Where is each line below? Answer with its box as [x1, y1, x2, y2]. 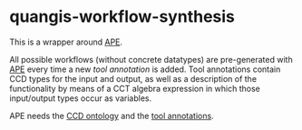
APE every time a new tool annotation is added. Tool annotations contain [9, 64, 281, 75]
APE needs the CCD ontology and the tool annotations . [9, 110, 215, 121]
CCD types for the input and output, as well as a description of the [9, 73, 257, 84]
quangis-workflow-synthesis [9, 6, 236, 27]
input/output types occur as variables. [9, 93, 152, 104]
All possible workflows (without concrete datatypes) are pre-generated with [9, 54, 293, 65]
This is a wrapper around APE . [9, 36, 123, 47]
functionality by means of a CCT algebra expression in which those [9, 83, 260, 94]
